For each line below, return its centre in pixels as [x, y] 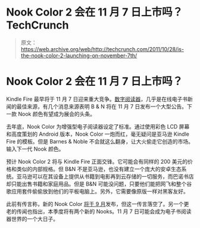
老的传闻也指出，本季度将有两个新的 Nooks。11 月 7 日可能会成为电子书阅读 [99, 211]
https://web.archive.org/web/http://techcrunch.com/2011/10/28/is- [102, 49]
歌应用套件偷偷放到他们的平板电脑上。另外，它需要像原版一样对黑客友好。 [97, 191]
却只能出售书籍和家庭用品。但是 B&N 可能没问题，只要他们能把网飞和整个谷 [99, 184]
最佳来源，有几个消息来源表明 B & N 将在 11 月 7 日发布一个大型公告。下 [104, 106]
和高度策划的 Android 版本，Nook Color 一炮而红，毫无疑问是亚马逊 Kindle [98, 134]
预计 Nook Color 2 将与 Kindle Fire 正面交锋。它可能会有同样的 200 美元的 [97, 161]
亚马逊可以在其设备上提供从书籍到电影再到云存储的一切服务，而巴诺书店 [105, 176]
